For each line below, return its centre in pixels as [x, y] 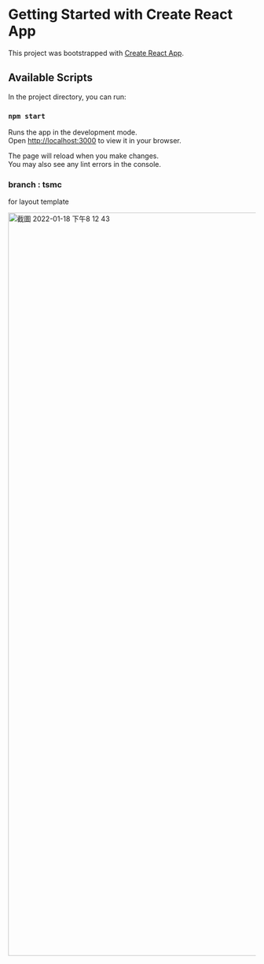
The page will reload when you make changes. [84, 156]
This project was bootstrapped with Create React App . [96, 53]
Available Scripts [50, 78]
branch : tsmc [35, 184]
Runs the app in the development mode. [73, 132]
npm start [27, 116]
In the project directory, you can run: [67, 97]
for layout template [38, 201]
